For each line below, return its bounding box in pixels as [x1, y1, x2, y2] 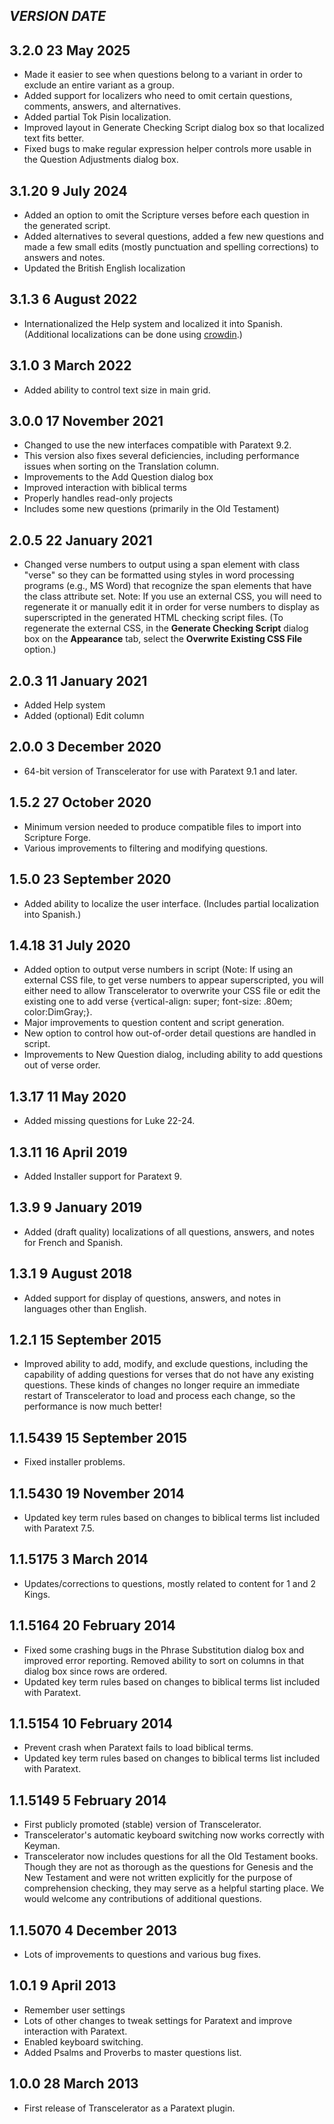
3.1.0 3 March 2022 [9, 357, 132, 374]
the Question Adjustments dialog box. [23, 154, 179, 166]
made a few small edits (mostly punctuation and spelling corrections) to [23, 241, 319, 253]
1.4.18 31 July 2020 [9, 937, 131, 954]
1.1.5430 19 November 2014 [9, 1485, 186, 1502]
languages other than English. [23, 1302, 147, 1314]
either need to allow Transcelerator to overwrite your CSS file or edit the [23, 985, 321, 997]
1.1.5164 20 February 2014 [9, 1617, 176, 1634]
